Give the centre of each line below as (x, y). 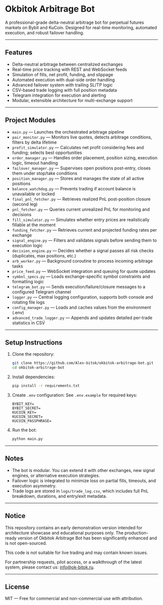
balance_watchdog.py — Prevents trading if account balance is (74, 188)
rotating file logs (28, 302)
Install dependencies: (33, 377)
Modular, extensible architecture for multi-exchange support (72, 100)
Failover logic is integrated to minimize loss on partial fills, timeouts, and (84, 480)
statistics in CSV (28, 323)
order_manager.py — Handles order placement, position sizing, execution (85, 158)
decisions (22, 214)
